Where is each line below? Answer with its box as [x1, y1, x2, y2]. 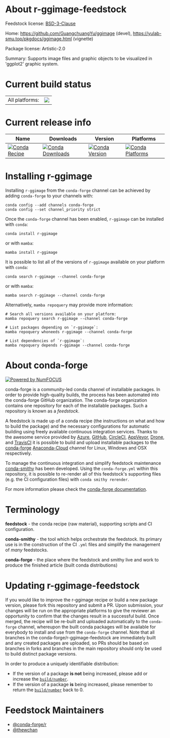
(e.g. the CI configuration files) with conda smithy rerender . [5, 476, 129, 482]
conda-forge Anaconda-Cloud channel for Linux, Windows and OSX [5, 445, 147, 451]
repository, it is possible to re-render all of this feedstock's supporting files [5, 470, 161, 477]
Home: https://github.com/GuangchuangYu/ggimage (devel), [5, 30, 132, 36]
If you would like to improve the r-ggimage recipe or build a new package [5, 597, 158, 603]
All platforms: [8, 96, 39, 103]
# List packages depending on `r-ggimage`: [5, 324, 99, 330]
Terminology [5, 504, 60, 515]
